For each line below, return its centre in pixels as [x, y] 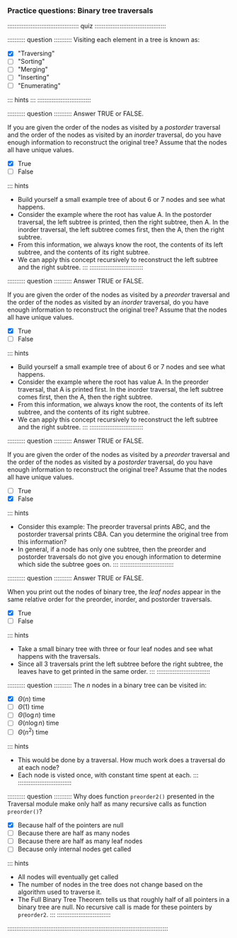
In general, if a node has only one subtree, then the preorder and [112, 549]
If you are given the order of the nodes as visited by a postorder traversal [114, 127]
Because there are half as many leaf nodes [80, 841]
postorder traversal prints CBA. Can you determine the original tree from [123, 534]
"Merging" [33, 69]
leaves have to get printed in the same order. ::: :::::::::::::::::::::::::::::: [114, 672]
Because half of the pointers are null [70, 825]
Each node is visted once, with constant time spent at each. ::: [108, 775]
